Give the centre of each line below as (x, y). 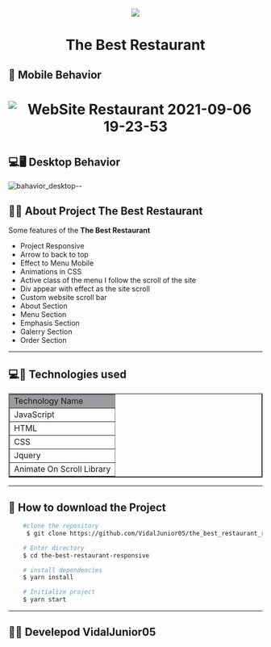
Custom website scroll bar (63, 298)
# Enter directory (54, 548)
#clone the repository (61, 526)
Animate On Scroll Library (63, 470)
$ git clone (46, 533)
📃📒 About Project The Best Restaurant (106, 211)
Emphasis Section (50, 323)
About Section (44, 306)
